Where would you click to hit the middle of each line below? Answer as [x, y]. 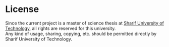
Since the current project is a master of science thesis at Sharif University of [84, 23]
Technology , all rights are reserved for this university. [61, 28]
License [22, 9]
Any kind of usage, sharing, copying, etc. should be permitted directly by [81, 33]
